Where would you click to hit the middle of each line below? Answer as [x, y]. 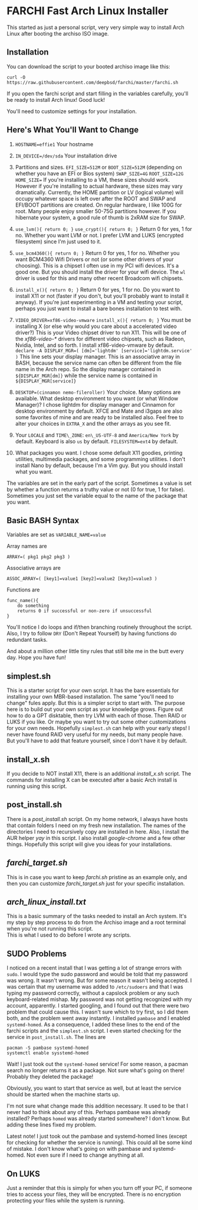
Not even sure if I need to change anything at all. [85, 1155]
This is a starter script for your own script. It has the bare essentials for [93, 690]
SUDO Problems [37, 953]
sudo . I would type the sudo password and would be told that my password [97, 974]
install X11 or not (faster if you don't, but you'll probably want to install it [102, 296]
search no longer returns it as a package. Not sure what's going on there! [96, 1070]
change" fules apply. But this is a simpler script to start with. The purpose [96, 703]
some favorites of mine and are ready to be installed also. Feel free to [100, 417]
